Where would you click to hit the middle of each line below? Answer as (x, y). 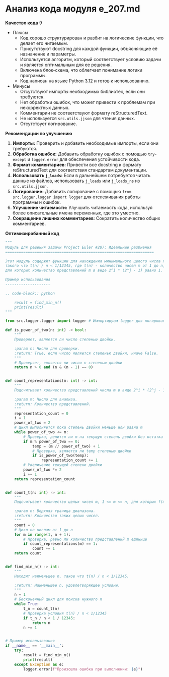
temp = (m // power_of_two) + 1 (66, 446)
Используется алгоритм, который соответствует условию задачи (91, 59)
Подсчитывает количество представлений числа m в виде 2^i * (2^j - (88, 390)
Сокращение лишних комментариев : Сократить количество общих (86, 218)
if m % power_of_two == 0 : (52, 441)
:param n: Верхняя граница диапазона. (55, 511)
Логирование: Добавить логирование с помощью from (72, 191)
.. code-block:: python (30, 293)
